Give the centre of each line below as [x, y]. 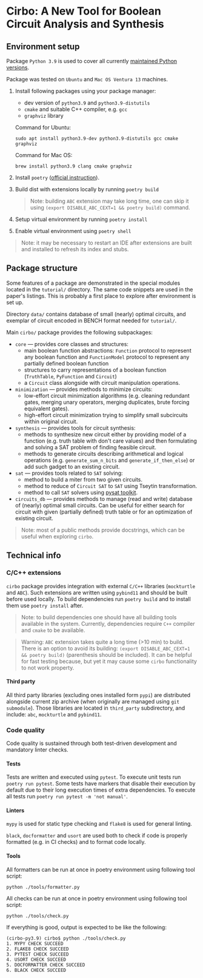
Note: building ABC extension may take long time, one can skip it [109, 201]
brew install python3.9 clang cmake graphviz [73, 166]
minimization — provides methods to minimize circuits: [84, 389]
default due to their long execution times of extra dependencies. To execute [101, 790]
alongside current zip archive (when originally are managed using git [93, 701]
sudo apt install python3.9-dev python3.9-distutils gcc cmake [97, 138]
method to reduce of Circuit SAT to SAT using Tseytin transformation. [111, 486]
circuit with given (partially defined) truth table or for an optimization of [104, 512]
